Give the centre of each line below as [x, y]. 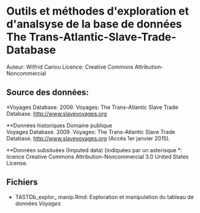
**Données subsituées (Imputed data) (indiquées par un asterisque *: [94, 150]
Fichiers [22, 182]
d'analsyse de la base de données [94, 24]
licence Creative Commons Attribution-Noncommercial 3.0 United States [98, 156]
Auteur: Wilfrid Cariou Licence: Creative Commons [70, 67]
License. [17, 163]
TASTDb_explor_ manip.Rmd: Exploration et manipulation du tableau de [104, 197]
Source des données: [48, 93]
